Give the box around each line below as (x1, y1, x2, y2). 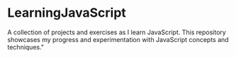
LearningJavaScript (7, 5, 126, 21)
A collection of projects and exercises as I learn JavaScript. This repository (7, 28, 227, 36)
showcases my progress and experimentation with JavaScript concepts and (7, 35, 229, 43)
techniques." (7, 43, 45, 51)
